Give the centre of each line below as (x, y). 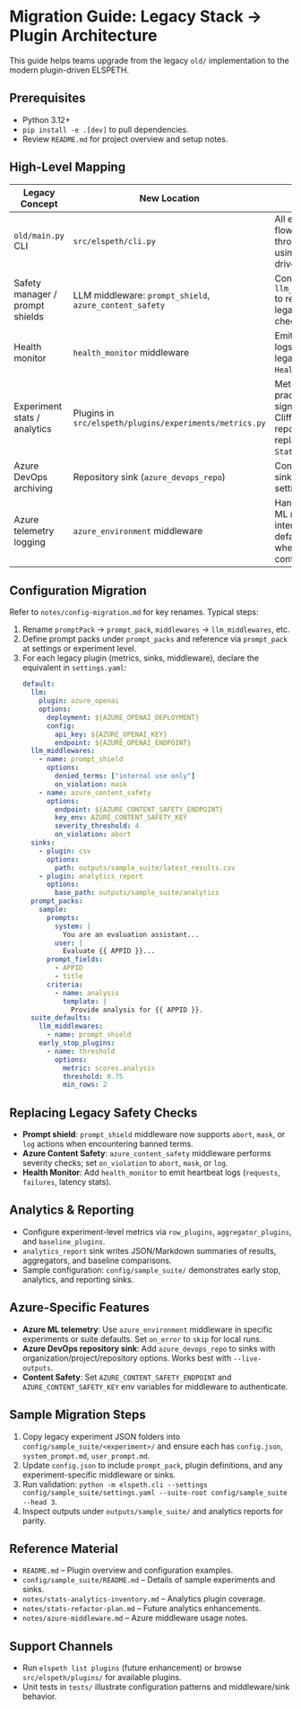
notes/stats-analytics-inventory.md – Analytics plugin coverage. (144, 1599)
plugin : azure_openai (79, 701)
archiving (34, 488)
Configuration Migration (78, 590)
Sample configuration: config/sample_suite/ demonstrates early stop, (151, 1270)
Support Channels (61, 1646)
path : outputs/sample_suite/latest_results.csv (145, 868)
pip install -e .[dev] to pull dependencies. (106, 129)
